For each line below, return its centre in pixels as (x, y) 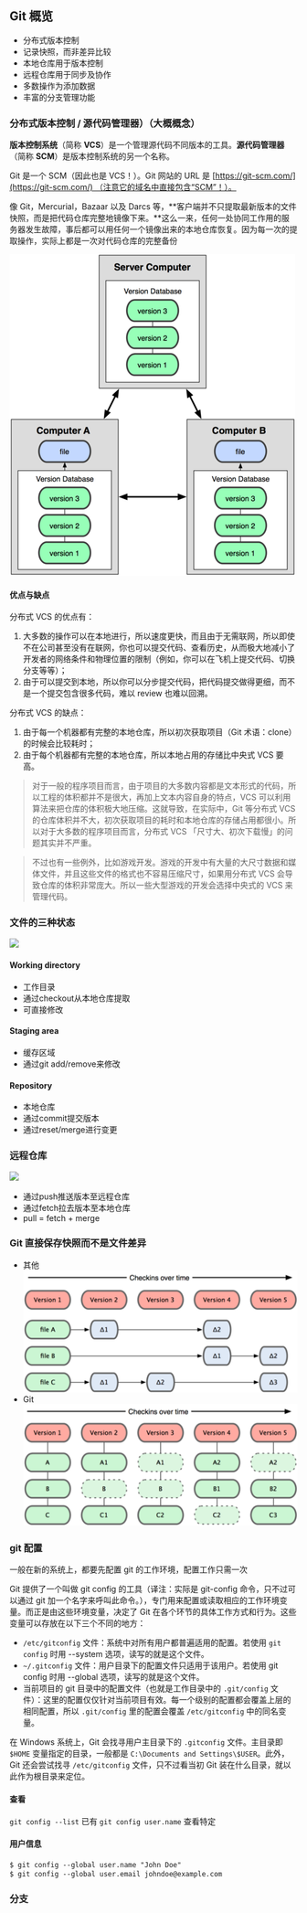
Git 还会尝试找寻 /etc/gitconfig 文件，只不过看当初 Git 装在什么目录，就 (146, 1765)
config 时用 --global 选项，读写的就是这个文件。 (113, 1677)
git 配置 (26, 1548)
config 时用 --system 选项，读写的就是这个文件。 (116, 1654)
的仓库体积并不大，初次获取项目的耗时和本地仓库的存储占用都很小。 (160, 820)
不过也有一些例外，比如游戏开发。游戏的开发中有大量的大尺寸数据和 (160, 863)
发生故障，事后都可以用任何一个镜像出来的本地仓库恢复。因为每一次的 (157, 229)
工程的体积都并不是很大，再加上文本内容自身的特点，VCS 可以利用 (165, 797)
